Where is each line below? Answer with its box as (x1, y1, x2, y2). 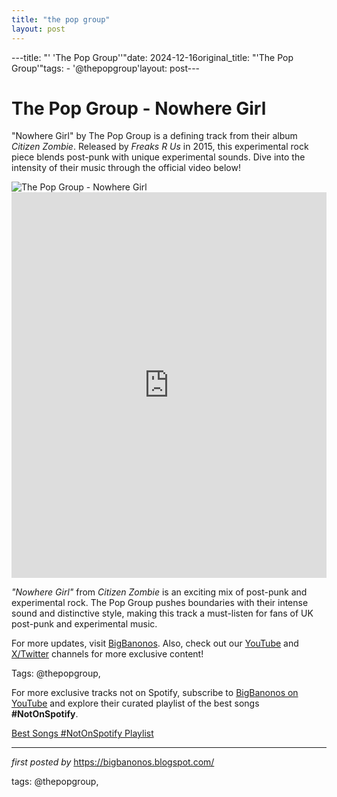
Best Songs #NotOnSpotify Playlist (11, 727, 154, 740)
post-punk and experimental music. (11, 618, 158, 630)
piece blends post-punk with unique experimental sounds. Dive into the (11, 151, 306, 163)
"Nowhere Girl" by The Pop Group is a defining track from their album (11, 130, 298, 142)
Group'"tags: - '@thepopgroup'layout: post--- (11, 62, 201, 74)
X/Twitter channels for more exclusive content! (11, 648, 204, 660)
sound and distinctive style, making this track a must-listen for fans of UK (11, 607, 314, 620)
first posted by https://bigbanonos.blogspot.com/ (11, 756, 215, 768)
